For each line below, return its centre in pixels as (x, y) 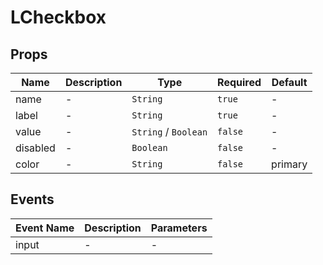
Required (239, 82)
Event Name (45, 228)
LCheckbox (58, 17)
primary (289, 164)
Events (32, 199)
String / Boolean (169, 131)
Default (289, 82)
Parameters (179, 228)
